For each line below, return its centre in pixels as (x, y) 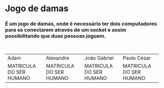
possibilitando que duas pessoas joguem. (56, 36)
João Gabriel (99, 58)
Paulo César (137, 58)
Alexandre (58, 58)
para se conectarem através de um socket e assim (66, 30)
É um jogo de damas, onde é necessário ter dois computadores (81, 24)
